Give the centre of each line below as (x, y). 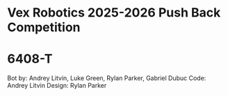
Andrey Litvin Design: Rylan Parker (57, 86)
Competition (44, 27)
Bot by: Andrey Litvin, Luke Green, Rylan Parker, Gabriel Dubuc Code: (107, 78)
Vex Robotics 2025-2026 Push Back (114, 13)
